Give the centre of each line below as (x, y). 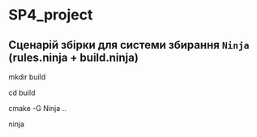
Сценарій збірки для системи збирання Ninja (129, 45)
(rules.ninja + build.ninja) (74, 57)
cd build (22, 92)
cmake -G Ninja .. (37, 108)
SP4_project (51, 15)
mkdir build (27, 77)
